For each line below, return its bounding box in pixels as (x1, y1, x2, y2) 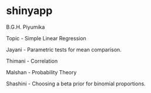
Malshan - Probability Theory (6, 68, 77, 75)
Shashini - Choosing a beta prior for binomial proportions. (6, 80, 146, 87)
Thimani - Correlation (6, 57, 58, 64)
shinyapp (6, 4, 53, 18)
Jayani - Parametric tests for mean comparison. (6, 46, 122, 53)
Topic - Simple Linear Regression (6, 35, 86, 42)
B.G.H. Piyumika (6, 23, 45, 30)
